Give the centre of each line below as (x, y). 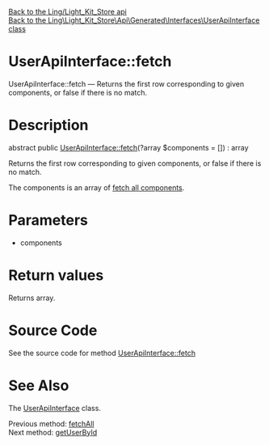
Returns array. (32, 298)
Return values (56, 275)
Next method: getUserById (53, 432)
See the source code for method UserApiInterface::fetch (102, 353)
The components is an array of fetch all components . (97, 187)
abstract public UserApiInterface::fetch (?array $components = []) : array (128, 147)
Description (48, 125)
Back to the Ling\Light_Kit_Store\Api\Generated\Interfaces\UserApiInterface (134, 20)
